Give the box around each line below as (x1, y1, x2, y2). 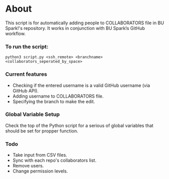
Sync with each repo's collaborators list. (12, 157, 97, 163)
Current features (5, 71, 48, 78)
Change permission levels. (12, 168, 68, 174)
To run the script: (5, 43, 49, 50)
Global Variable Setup (5, 111, 60, 118)
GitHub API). (12, 87, 39, 94)
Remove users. (12, 163, 44, 169)
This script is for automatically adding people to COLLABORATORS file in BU (5, 20, 164, 26)
